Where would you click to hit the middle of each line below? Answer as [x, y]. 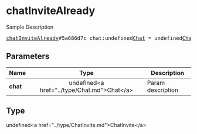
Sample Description [30, 27]
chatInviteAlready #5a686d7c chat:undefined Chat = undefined [94, 38]
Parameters [28, 56]
